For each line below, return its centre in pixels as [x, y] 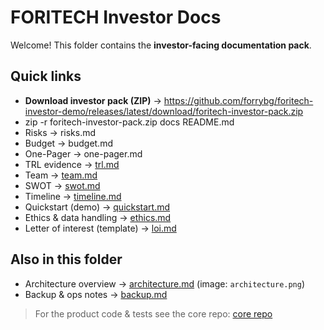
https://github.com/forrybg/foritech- [238, 100]
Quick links [46, 76]
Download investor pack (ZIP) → [93, 100]
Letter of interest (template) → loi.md [100, 228]
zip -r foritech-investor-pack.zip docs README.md [129, 122]
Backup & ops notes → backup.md [96, 294]
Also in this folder [66, 259]
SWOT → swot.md [62, 185]
